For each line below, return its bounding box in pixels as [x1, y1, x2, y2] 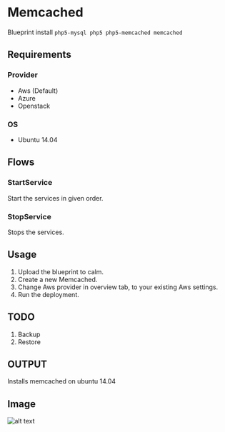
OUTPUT [7, 358, 48, 370]
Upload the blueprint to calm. [17, 267, 104, 276]
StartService [7, 178, 53, 188]
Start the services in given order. [7, 194, 104, 202]
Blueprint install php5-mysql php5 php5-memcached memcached [7, 28, 183, 36]
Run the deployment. [17, 290, 80, 298]
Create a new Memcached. [17, 275, 98, 283]
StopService [7, 211, 51, 221]
